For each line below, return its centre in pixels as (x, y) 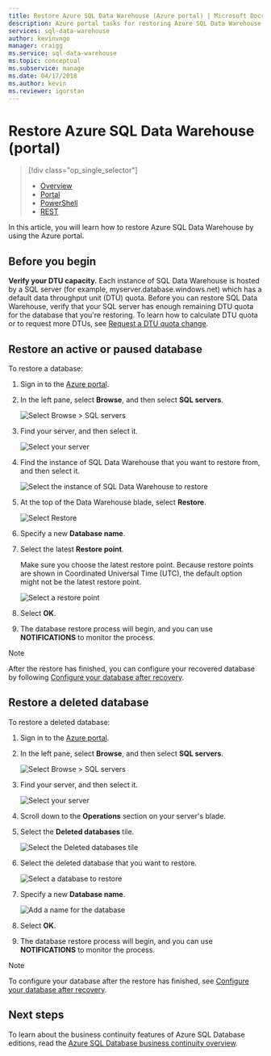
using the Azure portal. (46, 236)
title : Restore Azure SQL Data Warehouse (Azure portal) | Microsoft (128, 16)
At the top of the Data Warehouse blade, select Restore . (113, 502)
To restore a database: (46, 368)
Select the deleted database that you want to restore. (108, 863)
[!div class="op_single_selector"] (83, 170)
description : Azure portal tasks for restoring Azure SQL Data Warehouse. (137, 23)
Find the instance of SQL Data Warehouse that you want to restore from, (140, 462)
